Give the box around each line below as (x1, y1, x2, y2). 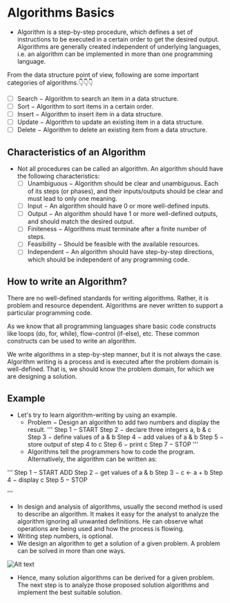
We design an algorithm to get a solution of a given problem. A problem (17, 539, 220, 548)
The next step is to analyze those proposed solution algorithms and (17, 581, 209, 589)
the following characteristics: (17, 172, 100, 181)
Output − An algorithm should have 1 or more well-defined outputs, (27, 210, 218, 218)
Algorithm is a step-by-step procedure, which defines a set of (17, 28, 193, 36)
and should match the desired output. (27, 217, 135, 226)
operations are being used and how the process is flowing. (17, 525, 184, 533)
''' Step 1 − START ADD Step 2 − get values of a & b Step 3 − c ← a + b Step (7, 469, 223, 477)
